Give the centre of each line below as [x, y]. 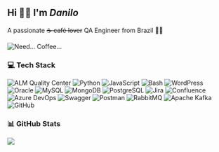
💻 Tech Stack [32, 65]
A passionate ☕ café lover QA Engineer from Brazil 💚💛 [85, 30]
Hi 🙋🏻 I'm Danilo [43, 13]
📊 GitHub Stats [34, 124]
